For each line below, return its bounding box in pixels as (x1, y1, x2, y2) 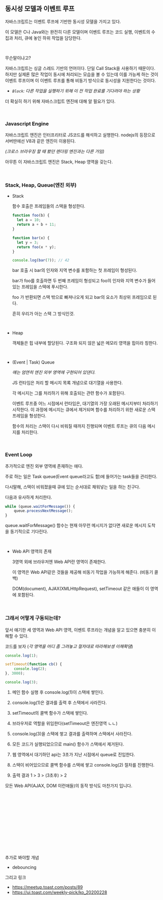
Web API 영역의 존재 (12, 549, 52, 554)
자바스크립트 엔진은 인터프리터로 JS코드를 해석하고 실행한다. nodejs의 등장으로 (5, 132, 156, 138)
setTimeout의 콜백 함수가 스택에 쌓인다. (12, 710, 88, 716)
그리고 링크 (5, 874, 26, 880)
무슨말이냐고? (5, 55, 31, 61)
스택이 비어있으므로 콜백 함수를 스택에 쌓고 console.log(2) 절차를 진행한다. (12, 762, 155, 768)
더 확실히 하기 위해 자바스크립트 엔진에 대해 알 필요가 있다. (5, 98, 116, 104)
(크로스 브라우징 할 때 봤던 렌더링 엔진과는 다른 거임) (5, 149, 105, 154)
